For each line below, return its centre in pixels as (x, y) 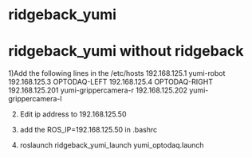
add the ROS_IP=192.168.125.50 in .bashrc (89, 130)
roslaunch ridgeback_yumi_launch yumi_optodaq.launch (112, 145)
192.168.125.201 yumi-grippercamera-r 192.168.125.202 (98, 90)
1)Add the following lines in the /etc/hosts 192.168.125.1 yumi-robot (117, 73)
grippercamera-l (35, 99)
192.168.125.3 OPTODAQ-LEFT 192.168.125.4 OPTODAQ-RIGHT (111, 82)
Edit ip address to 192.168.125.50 (73, 114)
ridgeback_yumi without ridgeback (126, 51)
